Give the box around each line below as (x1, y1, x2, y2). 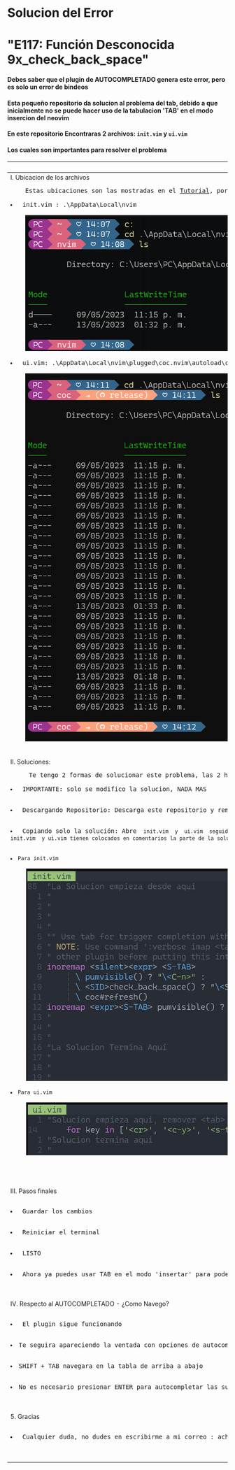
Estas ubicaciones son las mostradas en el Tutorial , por (24, 187, 229, 195)
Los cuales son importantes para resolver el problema (7, 145, 167, 154)
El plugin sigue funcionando (22, 1320, 122, 1328)
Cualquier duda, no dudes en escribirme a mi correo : (22, 1433, 215, 1441)
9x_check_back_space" (7, 52, 149, 68)
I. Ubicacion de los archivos (10, 173, 90, 182)
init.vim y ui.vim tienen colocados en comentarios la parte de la (10, 835, 215, 842)
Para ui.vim (17, 1089, 52, 1096)
